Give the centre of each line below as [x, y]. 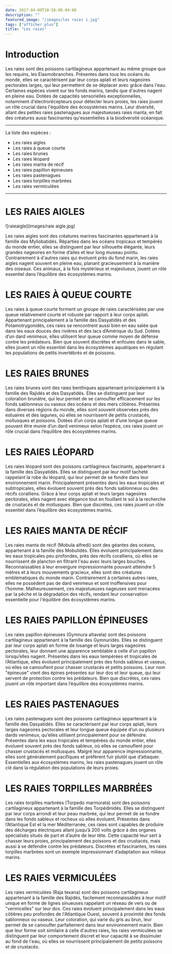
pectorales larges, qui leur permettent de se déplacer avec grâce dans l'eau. [86, 85]
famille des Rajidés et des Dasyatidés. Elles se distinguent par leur [75, 393]
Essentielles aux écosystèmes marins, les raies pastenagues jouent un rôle [84, 762]
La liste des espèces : [28, 133]
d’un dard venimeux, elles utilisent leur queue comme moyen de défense [82, 336]
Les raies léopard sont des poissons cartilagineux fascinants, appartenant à [85, 466]
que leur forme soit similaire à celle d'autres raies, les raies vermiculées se [84, 930]
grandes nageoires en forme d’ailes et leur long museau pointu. [72, 252]
